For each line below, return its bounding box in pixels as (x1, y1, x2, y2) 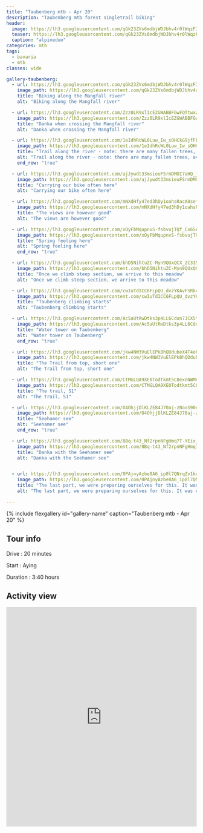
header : (6, 20, 26, 26)
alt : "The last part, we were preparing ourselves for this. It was (17, 488, 193, 494)
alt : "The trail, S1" (17, 393, 71, 400)
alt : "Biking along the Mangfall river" (17, 99, 120, 105)
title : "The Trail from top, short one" (17, 360, 120, 366)
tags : (6, 48, 20, 54)
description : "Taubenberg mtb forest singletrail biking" (6, 15, 155, 21)
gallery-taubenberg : (6, 76, 59, 82)
